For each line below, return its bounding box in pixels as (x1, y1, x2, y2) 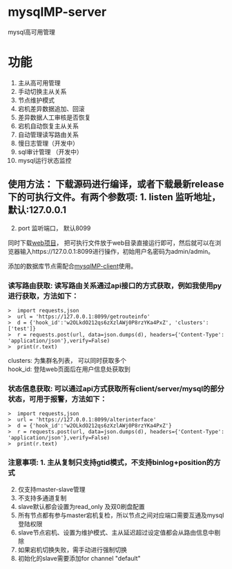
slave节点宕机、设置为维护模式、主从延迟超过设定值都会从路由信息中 (17, 528, 215, 537)
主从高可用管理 (17, 79, 61, 87)
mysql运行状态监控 (17, 156, 72, 164)
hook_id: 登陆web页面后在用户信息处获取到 (8, 365, 130, 373)
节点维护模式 (17, 96, 55, 104)
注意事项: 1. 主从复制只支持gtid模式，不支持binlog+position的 (8, 458, 214, 468)
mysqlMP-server (8, 4, 107, 20)
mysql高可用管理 (8, 28, 56, 36)
